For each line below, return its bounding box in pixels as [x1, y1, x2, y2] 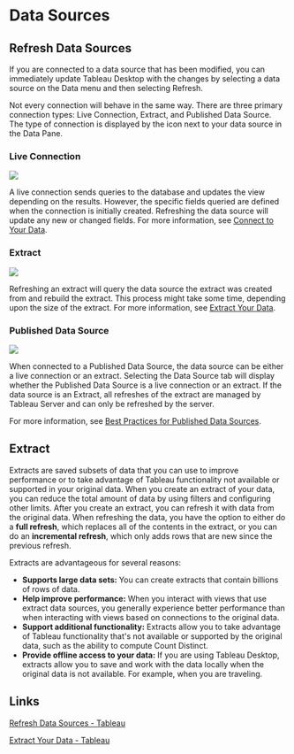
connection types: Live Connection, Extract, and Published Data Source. [9, 110, 272, 119]
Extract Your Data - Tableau [9, 735, 110, 745]
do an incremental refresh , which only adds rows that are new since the [9, 530, 273, 541]
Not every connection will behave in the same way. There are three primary [9, 100, 283, 111]
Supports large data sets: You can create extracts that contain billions [21, 574, 279, 585]
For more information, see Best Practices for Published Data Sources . [9, 415, 262, 426]
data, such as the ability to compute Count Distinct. [21, 640, 209, 650]
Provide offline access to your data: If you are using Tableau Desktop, [21, 650, 280, 660]
